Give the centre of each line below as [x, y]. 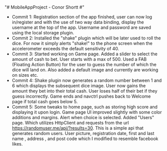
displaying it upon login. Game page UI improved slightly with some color [87, 112]
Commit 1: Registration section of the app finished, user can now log [82, 17]
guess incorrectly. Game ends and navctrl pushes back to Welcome [81, 96]
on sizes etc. [25, 75]
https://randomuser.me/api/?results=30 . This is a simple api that [78, 128]
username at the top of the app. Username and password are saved [82, 27]
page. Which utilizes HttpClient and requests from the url [70, 123]
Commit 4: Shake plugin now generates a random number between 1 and [87, 80]
